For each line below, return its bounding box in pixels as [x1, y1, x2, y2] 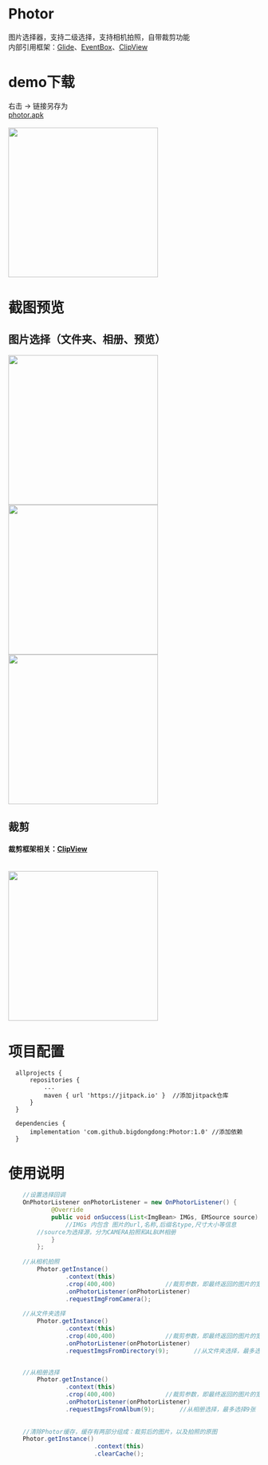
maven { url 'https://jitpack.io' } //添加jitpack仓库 [43, 1091, 229, 1100]
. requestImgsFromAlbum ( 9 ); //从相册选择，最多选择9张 [65, 1405, 256, 1413]
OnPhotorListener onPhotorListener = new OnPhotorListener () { [22, 1198, 238, 1206]
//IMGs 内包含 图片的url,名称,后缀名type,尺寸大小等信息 [65, 1221, 237, 1229]
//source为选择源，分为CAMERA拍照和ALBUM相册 [37, 1228, 176, 1236]
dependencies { [15, 1119, 66, 1128]
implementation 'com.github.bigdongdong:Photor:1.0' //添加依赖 [29, 1128, 243, 1136]
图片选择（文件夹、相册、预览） [8, 333, 166, 346]
